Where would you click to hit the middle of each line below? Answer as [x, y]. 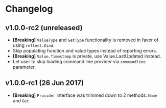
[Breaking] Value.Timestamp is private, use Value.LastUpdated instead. [87, 56]
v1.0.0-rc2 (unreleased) [44, 28]
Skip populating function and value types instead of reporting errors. [85, 51]
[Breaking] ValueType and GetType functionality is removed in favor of [86, 40]
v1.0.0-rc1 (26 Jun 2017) [45, 83]
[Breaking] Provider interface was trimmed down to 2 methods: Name [85, 95]
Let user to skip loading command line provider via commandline [79, 61]
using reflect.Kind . [33, 45]
